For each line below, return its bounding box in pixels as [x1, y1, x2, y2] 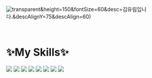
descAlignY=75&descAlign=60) [15, 13, 92, 20]
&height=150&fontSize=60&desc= [40, 6, 123, 12]
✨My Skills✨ [6, 45, 69, 59]
